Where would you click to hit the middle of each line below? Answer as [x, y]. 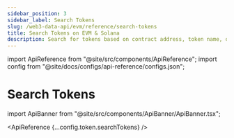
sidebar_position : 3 [37, 14]
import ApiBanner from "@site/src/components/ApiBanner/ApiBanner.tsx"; [114, 114]
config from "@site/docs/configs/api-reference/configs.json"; [96, 67]
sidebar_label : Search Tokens [51, 20]
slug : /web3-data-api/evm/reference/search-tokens [82, 26]
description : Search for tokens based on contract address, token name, [115, 40]
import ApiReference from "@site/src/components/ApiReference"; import [112, 59]
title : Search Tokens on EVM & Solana [63, 33]
